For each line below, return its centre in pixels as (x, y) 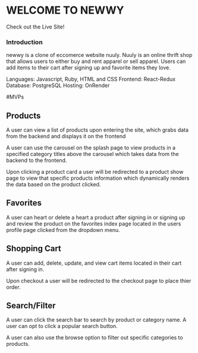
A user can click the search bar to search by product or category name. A (96, 320)
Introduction (24, 42)
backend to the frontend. (37, 160)
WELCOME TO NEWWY (65, 10)
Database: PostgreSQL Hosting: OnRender (58, 85)
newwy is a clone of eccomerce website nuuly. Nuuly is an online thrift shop (99, 55)
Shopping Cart (34, 249)
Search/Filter (31, 306)
